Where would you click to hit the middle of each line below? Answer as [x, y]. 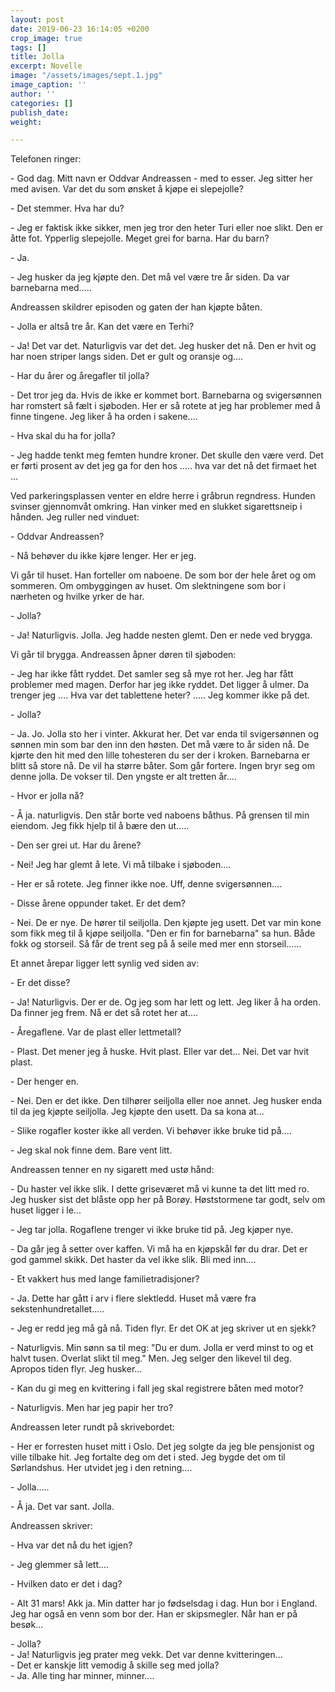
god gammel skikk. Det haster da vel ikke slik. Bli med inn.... [133, 1260]
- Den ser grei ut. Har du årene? [76, 845]
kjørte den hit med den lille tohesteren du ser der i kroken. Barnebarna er [160, 755]
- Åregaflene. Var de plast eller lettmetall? [96, 1032]
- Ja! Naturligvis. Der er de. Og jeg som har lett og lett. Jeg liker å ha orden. [165, 1002]
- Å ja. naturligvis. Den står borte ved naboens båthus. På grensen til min [160, 815]
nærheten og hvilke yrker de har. [77, 597]
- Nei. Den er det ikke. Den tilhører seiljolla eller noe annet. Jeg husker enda [166, 1101]
